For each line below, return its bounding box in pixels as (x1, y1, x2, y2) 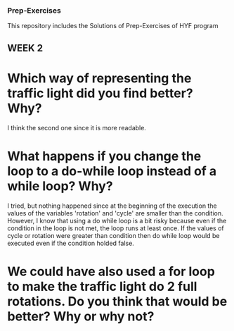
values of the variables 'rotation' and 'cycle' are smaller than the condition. (7, 208, 223, 217)
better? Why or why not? (7, 308, 155, 324)
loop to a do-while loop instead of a (7, 163, 217, 179)
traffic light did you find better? (7, 85, 193, 101)
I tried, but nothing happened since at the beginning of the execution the (7, 201, 217, 210)
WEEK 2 (7, 42, 44, 54)
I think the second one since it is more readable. (7, 123, 146, 132)
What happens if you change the (7, 148, 202, 164)
